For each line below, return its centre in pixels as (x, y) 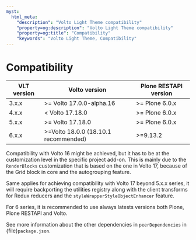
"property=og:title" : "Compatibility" (64, 33)
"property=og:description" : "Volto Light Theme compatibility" (95, 28)
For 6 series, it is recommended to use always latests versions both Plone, (95, 207)
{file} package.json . (28, 231)
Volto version (87, 89)
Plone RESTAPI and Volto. (37, 213)
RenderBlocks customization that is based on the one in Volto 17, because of (97, 166)
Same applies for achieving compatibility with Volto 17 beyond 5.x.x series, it (98, 183)
